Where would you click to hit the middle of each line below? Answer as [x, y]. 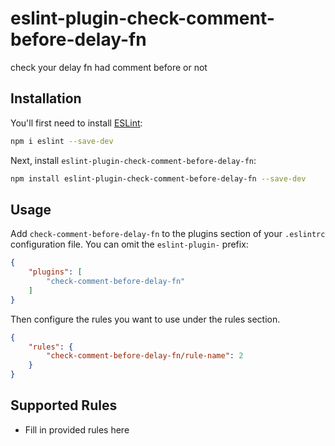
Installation [46, 98]
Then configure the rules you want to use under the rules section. [145, 319]
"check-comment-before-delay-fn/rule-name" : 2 [145, 356]
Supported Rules [64, 405]
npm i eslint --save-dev [62, 141]
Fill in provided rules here [77, 429]
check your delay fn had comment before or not [109, 67]
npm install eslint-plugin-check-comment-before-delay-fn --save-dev [158, 178]
